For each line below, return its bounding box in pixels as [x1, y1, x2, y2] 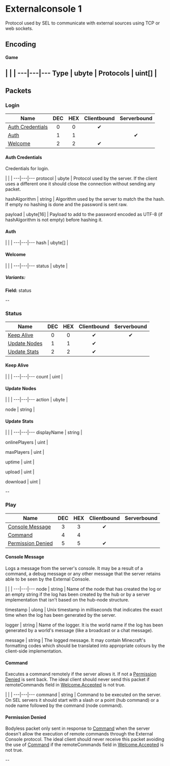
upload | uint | [5, 469, 35, 475]
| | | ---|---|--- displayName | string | [5, 429, 82, 435]
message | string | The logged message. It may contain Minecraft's [5, 637, 146, 643]
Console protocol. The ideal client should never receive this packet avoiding [5, 736, 164, 743]
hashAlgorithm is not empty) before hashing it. [5, 217, 103, 223]
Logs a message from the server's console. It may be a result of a [5, 565, 144, 571]
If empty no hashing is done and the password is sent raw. [5, 202, 128, 208]
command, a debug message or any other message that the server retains [5, 570, 161, 577]
